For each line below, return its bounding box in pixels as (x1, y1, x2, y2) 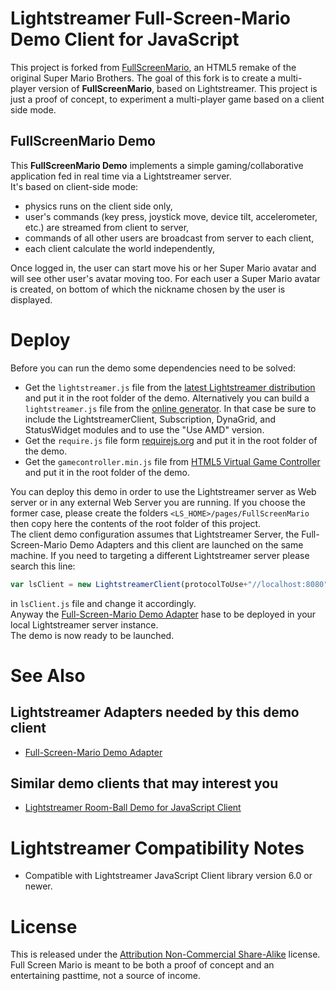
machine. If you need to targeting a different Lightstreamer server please (10, 549, 310, 561)
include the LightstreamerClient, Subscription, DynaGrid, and (24, 413, 277, 425)
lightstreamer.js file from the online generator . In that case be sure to (24, 402, 317, 414)
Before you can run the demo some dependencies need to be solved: (10, 362, 297, 374)
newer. (24, 880, 53, 892)
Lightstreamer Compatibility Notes (10, 837, 305, 859)
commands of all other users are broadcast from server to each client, (24, 232, 315, 244)
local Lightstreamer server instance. (10, 618, 159, 631)
